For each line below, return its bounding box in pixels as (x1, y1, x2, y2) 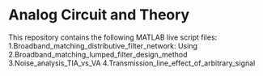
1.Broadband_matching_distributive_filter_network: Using (8, 40, 198, 50)
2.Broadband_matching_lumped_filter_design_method (8, 49, 188, 59)
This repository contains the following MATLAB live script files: (8, 32, 218, 42)
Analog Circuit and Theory (8, 6, 190, 24)
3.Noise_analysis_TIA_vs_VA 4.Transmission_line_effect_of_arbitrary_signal (8, 58, 256, 68)
